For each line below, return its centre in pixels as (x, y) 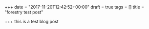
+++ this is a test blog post (32, 22)
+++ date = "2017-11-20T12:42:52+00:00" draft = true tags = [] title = (74, 7)
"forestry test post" (24, 12)
